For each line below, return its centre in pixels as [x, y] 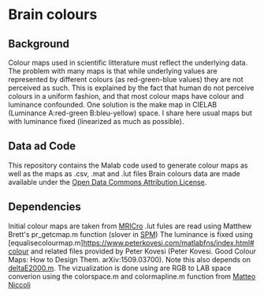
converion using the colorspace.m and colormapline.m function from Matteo [132, 276]
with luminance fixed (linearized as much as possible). [96, 121]
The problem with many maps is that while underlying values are [113, 71]
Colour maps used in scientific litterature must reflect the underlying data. [128, 62]
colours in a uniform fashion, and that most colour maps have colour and [126, 96]
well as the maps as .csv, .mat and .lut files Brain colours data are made [124, 173]
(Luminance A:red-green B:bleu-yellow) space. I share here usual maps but [130, 113]
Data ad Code [42, 147]
